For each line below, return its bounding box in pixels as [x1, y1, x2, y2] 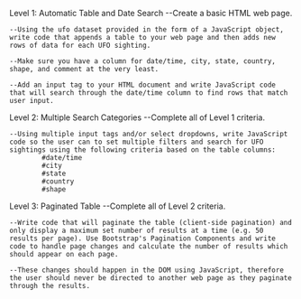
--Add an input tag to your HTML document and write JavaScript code [9, 80, 277, 89]
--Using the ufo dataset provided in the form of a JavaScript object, [9, 25, 284, 34]
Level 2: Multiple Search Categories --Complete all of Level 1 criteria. [9, 112, 266, 123]
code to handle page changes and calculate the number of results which [9, 242, 288, 251]
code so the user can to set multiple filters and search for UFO [9, 137, 264, 146]
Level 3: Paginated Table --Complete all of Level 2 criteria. [9, 201, 226, 211]
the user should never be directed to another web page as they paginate [9, 274, 293, 283]
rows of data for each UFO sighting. [9, 41, 151, 50]
